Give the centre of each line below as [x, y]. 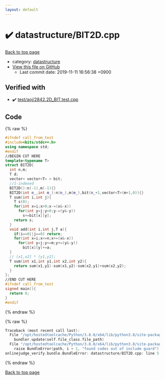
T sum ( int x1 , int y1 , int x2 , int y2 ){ [48, 261]
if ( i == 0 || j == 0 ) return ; [38, 234]
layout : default [22, 10]
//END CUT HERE [21, 280]
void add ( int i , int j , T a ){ [38, 229]
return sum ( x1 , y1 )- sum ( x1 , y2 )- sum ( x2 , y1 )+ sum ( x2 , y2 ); [70, 266]
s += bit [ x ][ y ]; [37, 216]
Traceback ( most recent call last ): [42, 330]
